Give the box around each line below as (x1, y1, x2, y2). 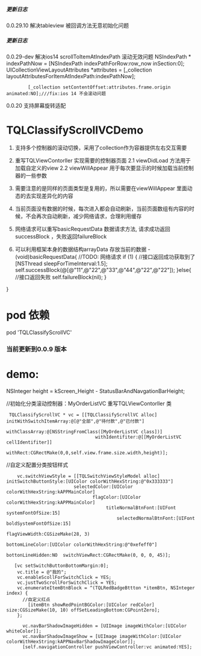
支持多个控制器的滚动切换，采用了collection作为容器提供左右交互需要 (14, 144, 187, 151)
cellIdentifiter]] (6, 439, 52, 445)
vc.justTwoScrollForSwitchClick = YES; (17, 580, 117, 586)
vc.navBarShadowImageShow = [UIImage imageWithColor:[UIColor (22, 633, 182, 639)
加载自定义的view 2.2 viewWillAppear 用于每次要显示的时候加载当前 (14, 164, 184, 172)
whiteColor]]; (6, 628, 42, 634)
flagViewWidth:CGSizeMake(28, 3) (6, 531, 90, 537)
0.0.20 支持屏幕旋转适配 (6, 102, 66, 109)
